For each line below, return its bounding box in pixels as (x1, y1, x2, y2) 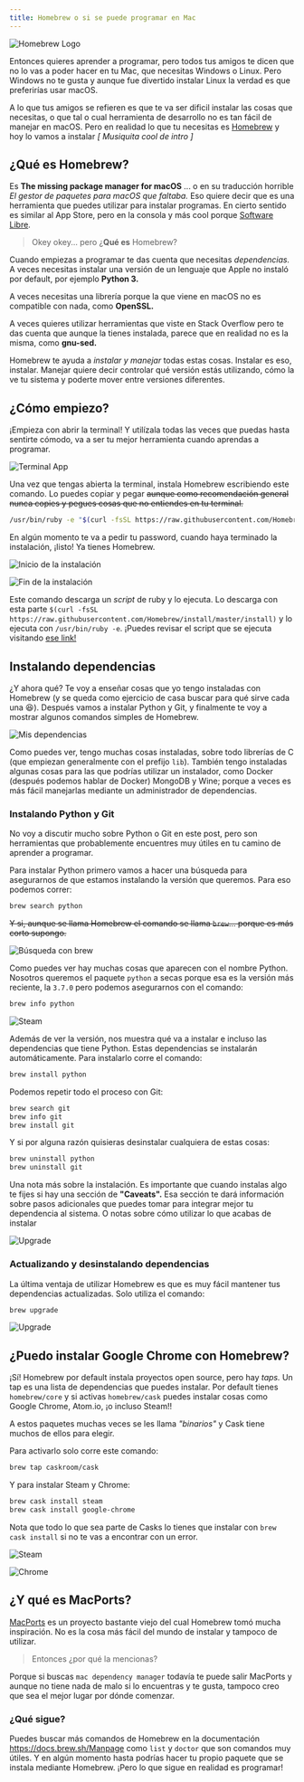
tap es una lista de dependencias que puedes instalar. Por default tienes (9, 1381, 279, 1393)
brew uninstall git (9, 1163, 83, 1172)
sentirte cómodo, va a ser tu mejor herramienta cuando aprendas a (9, 434, 260, 445)
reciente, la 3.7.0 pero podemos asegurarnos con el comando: (9, 982, 244, 993)
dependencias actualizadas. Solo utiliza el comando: (9, 1288, 205, 1299)
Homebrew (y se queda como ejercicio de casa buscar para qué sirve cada (9, 692, 290, 703)
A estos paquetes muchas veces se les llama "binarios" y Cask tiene (9, 1418, 265, 1429)
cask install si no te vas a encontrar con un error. (9, 1531, 199, 1542)
